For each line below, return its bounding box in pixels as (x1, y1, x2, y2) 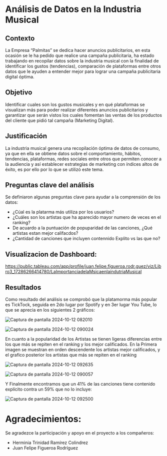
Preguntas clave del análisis (5, 181, 94, 189)
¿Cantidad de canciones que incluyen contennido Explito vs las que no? (12, 236, 160, 242)
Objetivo (5, 88, 32, 97)
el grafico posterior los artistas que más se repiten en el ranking (5, 352, 137, 358)
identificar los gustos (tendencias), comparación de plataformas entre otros (5, 63, 161, 69)
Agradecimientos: (5, 414, 81, 425)
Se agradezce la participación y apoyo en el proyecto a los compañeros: (5, 430, 154, 436)
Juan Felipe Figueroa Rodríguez (12, 445, 78, 451)
